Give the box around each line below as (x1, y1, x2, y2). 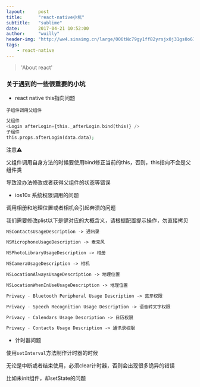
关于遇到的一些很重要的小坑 (6, 80, 86, 88)
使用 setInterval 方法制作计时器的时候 (6, 349, 98, 357)
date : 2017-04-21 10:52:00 (6, 25, 89, 32)
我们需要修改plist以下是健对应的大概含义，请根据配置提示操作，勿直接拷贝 (6, 217, 189, 224)
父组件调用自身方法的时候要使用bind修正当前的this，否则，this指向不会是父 (6, 158, 192, 166)
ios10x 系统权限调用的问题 (14, 191, 79, 198)
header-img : (6, 36, 36, 42)
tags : (6, 42, 20, 48)
